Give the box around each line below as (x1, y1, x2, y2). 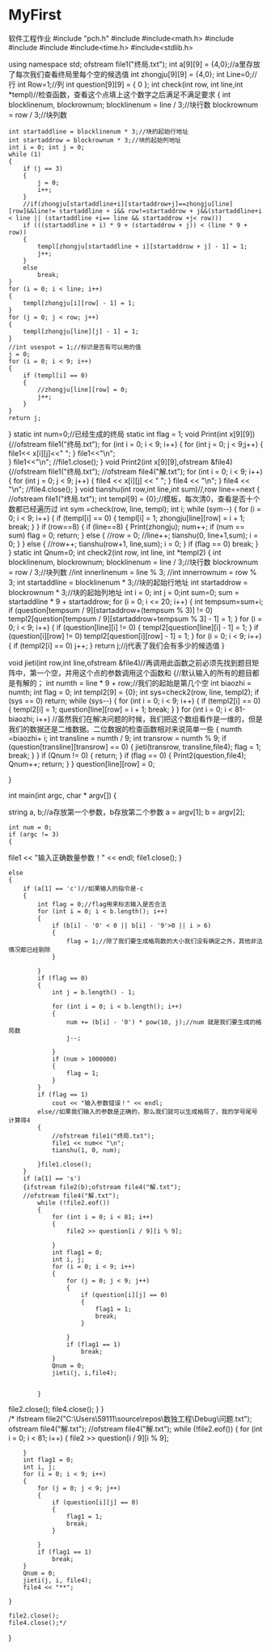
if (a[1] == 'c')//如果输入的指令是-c (23, 884, 144, 892)
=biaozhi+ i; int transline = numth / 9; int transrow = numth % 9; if (8, 733, 227, 742)
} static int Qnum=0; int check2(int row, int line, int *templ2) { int (8, 547, 222, 557)
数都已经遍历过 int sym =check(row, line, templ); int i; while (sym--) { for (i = (8, 504, 261, 513)
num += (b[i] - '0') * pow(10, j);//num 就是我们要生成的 (66, 1018, 256, 1026)
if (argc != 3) (8, 830, 60, 839)
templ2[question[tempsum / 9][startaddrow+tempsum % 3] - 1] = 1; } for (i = (8, 614, 263, 623)
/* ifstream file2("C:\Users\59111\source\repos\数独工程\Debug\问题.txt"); (8, 1414, 252, 1423)
